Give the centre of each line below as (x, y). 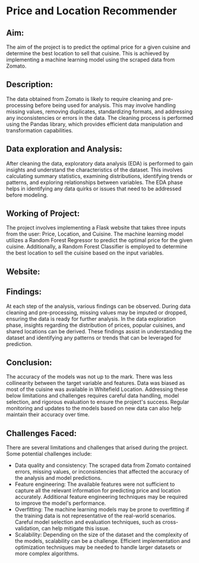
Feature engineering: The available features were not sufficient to (95, 484)
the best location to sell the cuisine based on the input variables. (85, 253)
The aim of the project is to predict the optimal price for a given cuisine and (98, 47)
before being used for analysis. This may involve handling (105, 105)
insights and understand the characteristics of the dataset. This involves (94, 170)
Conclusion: (29, 363)
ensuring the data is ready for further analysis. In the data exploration (91, 319)
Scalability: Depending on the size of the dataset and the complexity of (102, 535)
